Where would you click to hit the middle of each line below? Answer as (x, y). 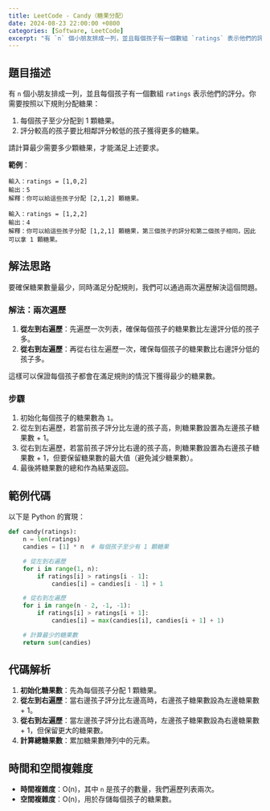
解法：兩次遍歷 (37, 310)
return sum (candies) (57, 642)
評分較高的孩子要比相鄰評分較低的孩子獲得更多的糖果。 (111, 131)
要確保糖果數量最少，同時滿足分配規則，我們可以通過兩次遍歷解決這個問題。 (135, 287)
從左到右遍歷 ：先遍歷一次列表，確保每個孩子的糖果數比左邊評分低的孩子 (139, 329)
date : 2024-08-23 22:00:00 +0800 (64, 23)
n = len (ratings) (52, 540)
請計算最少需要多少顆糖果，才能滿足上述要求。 (86, 148)
